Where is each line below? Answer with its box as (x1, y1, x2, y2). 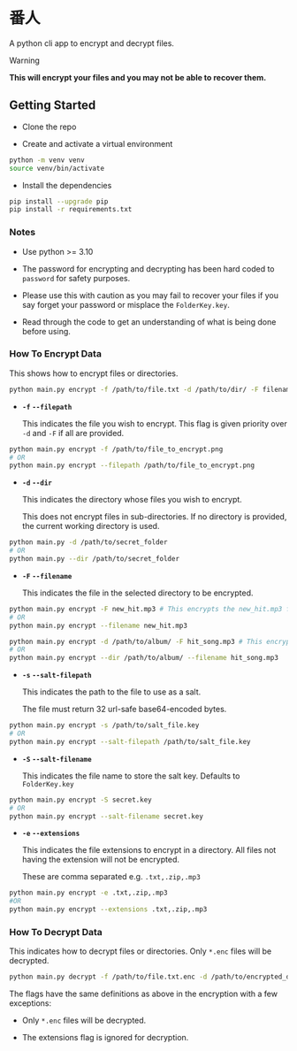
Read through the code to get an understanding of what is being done (21, 316, 277, 327)
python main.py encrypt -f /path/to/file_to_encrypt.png (9, 444, 224, 454)
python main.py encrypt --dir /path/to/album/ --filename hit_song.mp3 (9, 654, 278, 663)
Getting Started (9, 98, 96, 113)
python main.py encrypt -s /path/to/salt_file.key (9, 721, 200, 730)
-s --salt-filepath (21, 671, 92, 680)
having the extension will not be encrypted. (21, 855, 179, 865)
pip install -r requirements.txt (9, 205, 133, 214)
